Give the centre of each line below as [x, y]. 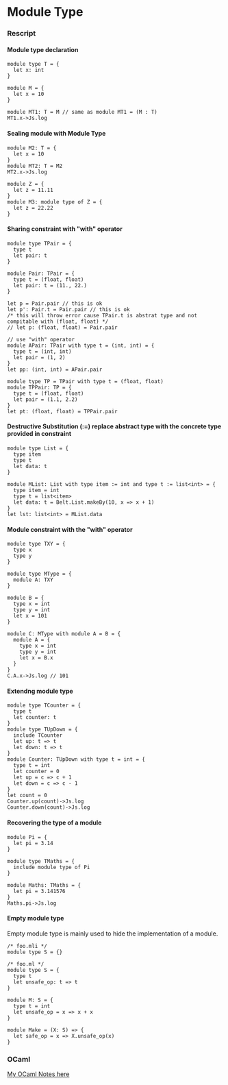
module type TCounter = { [44, 706]
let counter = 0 [36, 772]
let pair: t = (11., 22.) [50, 285]
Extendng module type [40, 691]
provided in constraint [39, 434]
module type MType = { [39, 574]
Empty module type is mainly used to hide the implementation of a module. [113, 934]
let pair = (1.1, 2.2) [46, 399]
